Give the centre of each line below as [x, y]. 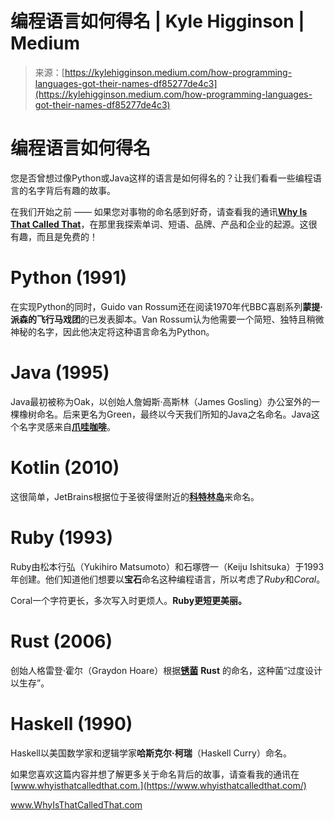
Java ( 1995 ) [60, 373]
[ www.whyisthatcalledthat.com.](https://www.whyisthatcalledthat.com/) [158, 785]
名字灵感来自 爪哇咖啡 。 [67, 426]
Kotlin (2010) [65, 467]
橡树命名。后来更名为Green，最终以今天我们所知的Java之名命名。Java [165, 414]
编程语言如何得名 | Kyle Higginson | [157, 21]
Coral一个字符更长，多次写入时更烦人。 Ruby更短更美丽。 [129, 600]
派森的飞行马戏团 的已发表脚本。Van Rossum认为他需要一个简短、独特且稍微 [167, 319]
